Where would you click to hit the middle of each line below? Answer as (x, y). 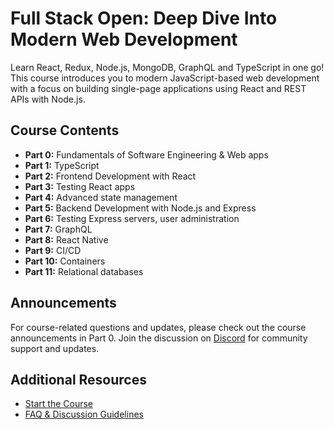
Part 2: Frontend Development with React (110, 176)
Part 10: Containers (65, 261)
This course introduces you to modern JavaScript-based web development (165, 78)
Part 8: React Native (66, 239)
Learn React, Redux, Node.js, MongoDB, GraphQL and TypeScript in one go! (167, 67)
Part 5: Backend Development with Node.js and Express (140, 208)
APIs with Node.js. (48, 99)
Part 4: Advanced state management (101, 197)
